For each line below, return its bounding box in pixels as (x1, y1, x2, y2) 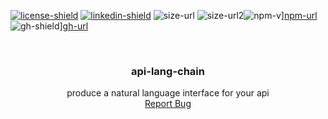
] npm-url (280, 10, 318, 21)
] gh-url (59, 20, 89, 32)
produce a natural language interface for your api (66, 87, 270, 99)
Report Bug (144, 98, 192, 110)
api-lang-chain (131, 64, 205, 78)
